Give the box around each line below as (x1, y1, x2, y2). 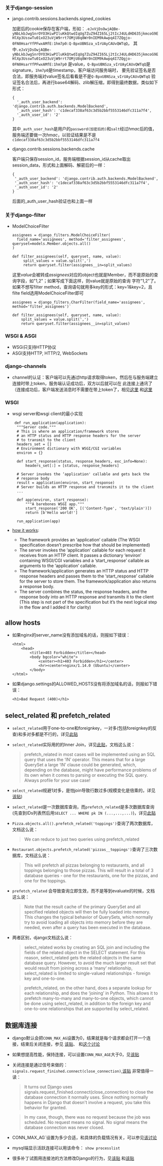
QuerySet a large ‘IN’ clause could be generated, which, (24, 762, 137, 768)
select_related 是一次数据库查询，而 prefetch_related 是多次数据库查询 (12, 804, 155, 810)
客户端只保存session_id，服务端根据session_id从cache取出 (12, 156, 131, 162)
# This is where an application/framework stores (17, 429, 119, 434)
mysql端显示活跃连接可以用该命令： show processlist (12, 1145, 120, 1151)
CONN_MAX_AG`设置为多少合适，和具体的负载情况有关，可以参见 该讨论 (12, 1134, 157, 1140)
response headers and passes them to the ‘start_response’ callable (19, 573, 154, 579)
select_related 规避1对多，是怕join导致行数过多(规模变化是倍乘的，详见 (12, 787, 156, 793)
